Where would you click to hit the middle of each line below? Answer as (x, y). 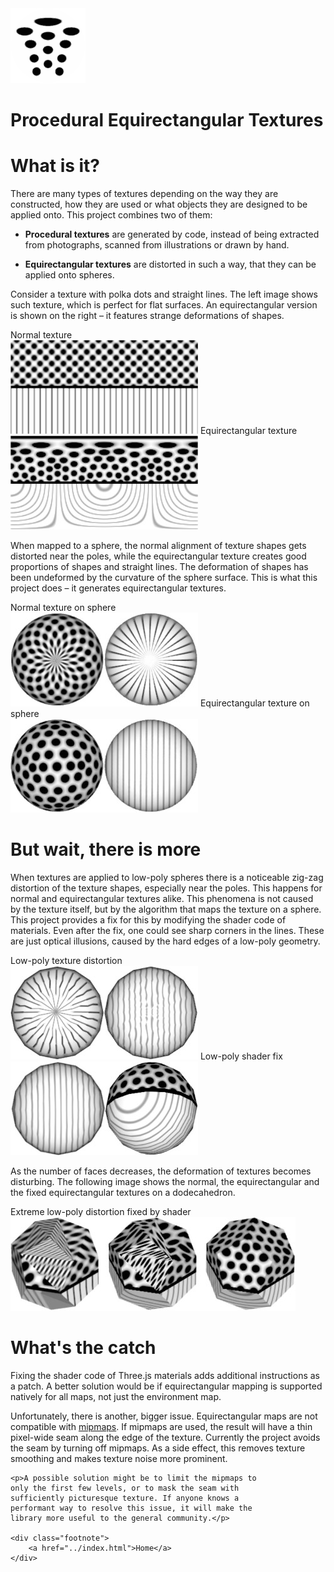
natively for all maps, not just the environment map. (116, 1396)
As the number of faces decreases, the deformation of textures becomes (161, 1171)
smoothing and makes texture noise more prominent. (119, 1458)
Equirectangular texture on (254, 703)
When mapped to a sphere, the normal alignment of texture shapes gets (158, 546)
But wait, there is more (106, 849)
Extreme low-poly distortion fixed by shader (101, 1212)
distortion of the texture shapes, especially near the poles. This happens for (166, 888)
